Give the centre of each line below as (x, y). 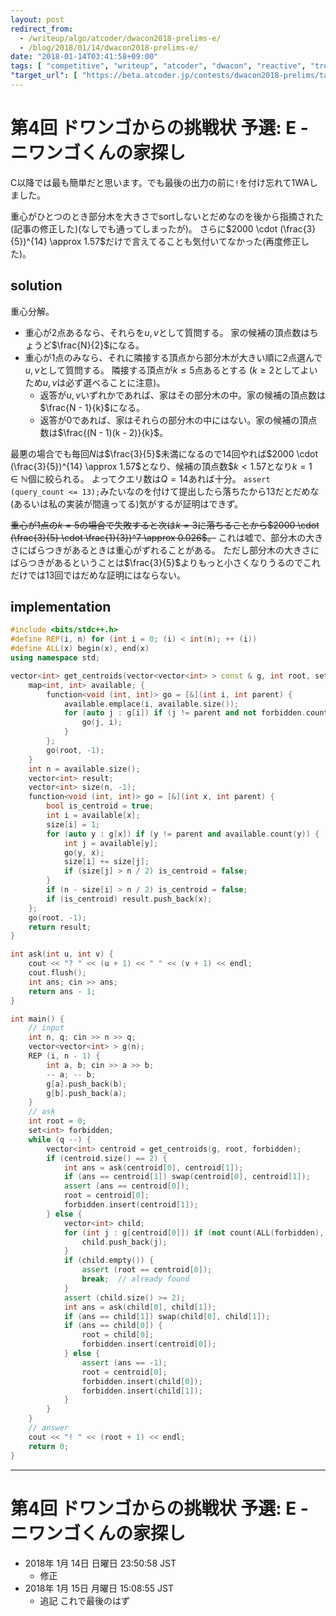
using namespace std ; (55, 658)
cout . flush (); (57, 973)
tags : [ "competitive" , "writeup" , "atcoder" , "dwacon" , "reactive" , (158, 66)
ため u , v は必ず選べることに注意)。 (95, 382)
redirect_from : (42, 29)
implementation (61, 607)
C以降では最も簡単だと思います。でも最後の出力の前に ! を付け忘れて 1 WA (160, 182)
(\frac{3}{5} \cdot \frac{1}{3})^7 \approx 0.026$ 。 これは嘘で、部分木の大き (167, 537)
